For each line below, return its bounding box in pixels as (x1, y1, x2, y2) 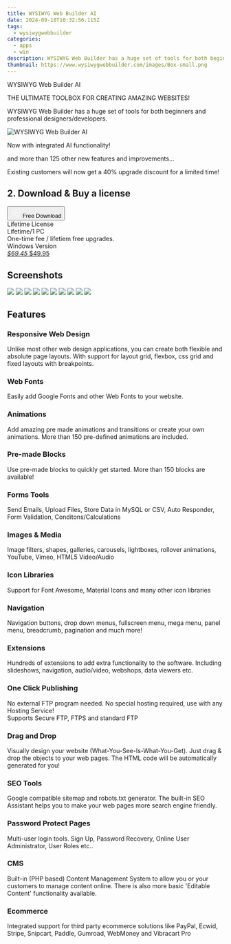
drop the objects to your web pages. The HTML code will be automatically (7, 754, 217, 762)
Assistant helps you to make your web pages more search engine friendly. (7, 801, 217, 810)
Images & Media (7, 530, 62, 540)
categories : (7, 36, 41, 43)
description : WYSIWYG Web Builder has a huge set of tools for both (7, 55, 208, 62)
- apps (13, 42, 32, 49)
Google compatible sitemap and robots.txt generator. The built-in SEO (7, 794, 205, 803)
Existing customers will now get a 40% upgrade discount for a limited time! (7, 167, 220, 176)
